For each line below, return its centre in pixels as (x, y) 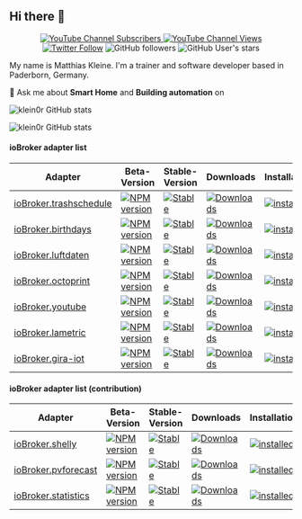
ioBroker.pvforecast (56, 470)
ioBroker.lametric (50, 333)
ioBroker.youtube (50, 307)
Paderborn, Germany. (49, 75)
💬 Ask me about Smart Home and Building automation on (117, 92)
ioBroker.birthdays (53, 229)
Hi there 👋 (37, 17)
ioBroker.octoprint (52, 282)
